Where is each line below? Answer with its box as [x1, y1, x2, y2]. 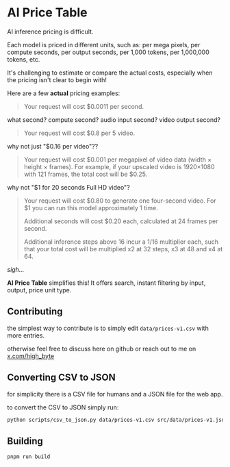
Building [7, 435, 43, 446]
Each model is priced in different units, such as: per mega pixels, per [7, 40, 201, 49]
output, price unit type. [7, 286, 72, 294]
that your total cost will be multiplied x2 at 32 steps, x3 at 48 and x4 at [23, 244, 223, 253]
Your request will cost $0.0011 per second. [23, 102, 144, 110]
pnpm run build [7, 453, 51, 460]
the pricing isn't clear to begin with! [7, 75, 107, 84]
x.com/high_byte [7, 351, 55, 360]
